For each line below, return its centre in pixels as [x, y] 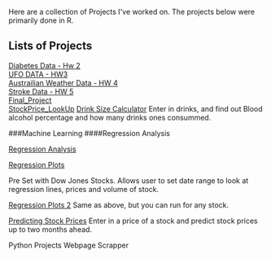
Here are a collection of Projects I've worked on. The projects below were [132, 12]
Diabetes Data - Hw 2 [45, 65]
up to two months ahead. [50, 229]
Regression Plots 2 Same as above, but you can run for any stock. [119, 205]
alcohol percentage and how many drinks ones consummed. [110, 117]
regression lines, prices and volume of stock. [84, 189]
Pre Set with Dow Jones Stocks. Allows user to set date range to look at [129, 180]
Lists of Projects [50, 46]
